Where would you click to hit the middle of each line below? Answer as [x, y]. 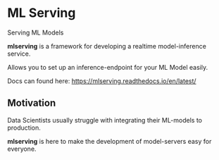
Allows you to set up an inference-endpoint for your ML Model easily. [108, 67]
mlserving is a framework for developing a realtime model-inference [107, 46]
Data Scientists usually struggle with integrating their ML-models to [105, 120]
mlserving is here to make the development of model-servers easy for [109, 141]
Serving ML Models [36, 32]
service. [19, 54]
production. [24, 128]
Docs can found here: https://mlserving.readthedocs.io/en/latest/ [102, 81]
